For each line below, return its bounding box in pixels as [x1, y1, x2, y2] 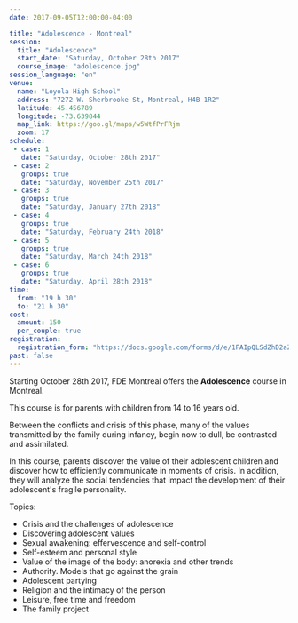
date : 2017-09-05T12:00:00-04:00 [9, 12, 133, 22]
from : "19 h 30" [17, 293, 77, 302]
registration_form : [17, 343, 90, 352]
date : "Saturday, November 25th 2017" [20, 178, 165, 187]
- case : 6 [12, 260, 50, 269]
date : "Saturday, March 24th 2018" [20, 252, 153, 261]
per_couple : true [17, 326, 82, 336]
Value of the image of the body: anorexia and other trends [21, 556, 234, 567]
